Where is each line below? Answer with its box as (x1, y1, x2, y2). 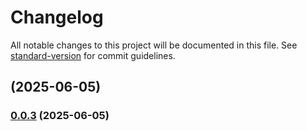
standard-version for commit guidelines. (10, 49, 176, 61)
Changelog (10, 6, 104, 29)
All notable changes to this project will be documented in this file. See (10, 39, 298, 51)
